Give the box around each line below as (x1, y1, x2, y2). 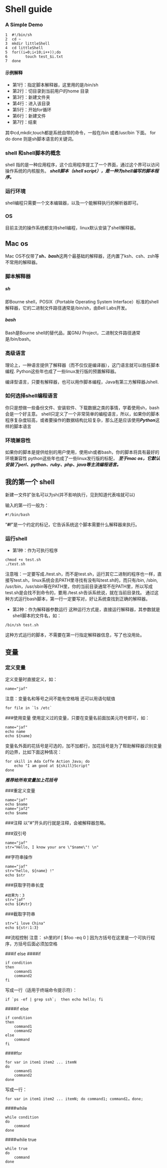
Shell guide (5, 3, 53, 15)
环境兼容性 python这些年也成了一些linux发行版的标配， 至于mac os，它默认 (5, 455, 161, 461)
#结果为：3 (5, 893, 25, 898)
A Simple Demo (5, 21, 43, 28)
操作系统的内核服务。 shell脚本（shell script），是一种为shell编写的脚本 (5, 168, 155, 174)
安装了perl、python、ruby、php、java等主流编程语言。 (5, 461, 121, 468)
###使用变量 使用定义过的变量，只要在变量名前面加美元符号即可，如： (5, 715, 150, 720)
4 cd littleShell (5, 46, 43, 51)
